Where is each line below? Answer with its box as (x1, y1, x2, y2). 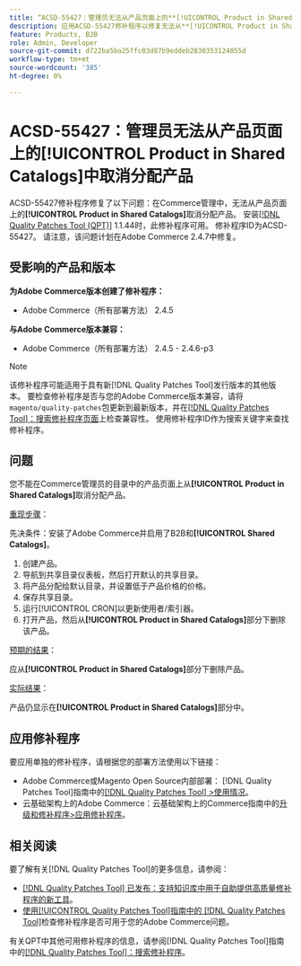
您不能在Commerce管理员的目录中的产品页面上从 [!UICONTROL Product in (9, 478, 285, 490)
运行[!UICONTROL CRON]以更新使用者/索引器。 (21, 603, 199, 614)
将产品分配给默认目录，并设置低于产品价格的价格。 (21, 580, 211, 591)
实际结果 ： (9, 683, 49, 694)
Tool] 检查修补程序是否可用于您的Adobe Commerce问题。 (21, 916, 235, 926)
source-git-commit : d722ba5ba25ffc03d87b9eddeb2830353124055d (9, 47, 246, 56)
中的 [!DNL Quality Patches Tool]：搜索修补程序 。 (9, 946, 191, 957)
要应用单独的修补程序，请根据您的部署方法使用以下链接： (9, 757, 221, 767)
